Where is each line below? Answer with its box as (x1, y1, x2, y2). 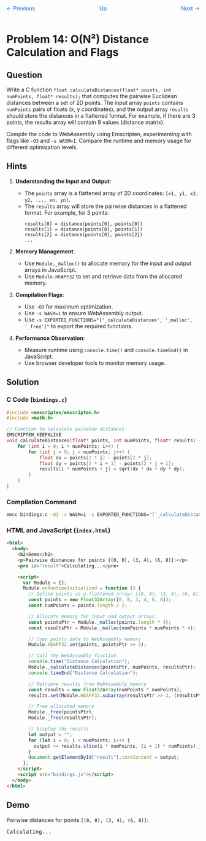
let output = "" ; (28, 731, 72, 737)
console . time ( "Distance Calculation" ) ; (28, 658, 131, 665)
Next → (180, 5, 200, 12)
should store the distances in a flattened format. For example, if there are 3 (6, 112, 196, 119)
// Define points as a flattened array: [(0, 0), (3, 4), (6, (28, 591, 191, 597)
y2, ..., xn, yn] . (24, 196, 71, 203)
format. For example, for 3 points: (24, 209, 109, 216)
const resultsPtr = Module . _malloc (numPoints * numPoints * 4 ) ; (28, 624, 196, 631)
